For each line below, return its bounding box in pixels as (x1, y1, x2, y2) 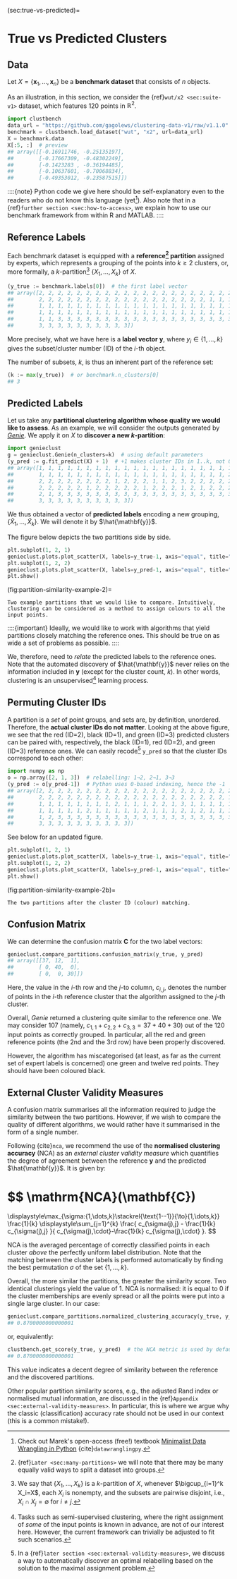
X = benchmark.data (7, 135, 65, 143)
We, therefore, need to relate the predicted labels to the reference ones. (7, 653, 217, 661)
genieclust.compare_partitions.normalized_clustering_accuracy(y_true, (7, 1313, 222, 1320)
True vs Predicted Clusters (7, 31, 167, 47)
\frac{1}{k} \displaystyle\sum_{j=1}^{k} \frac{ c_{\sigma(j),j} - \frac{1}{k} (7, 1220, 217, 1228)
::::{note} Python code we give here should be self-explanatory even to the (7, 187, 224, 196)
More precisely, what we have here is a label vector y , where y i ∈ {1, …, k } (7, 334, 224, 345)
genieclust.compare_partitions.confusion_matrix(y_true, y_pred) (7, 950, 203, 958)
